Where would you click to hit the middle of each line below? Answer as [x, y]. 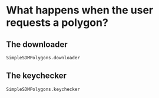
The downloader [37, 44]
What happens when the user [80, 10]
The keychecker [36, 76]
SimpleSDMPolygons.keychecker [43, 89]
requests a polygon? [57, 23]
